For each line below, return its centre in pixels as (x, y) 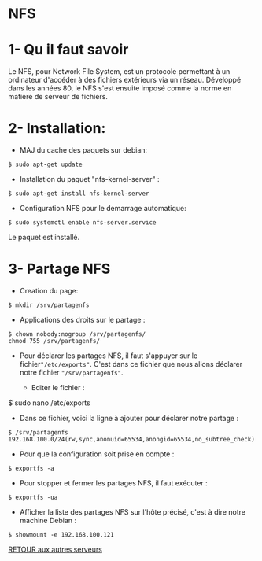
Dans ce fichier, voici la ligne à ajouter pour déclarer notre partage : (129, 418)
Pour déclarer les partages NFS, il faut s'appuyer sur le (109, 356)
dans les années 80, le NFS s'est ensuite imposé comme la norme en (120, 88)
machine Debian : (48, 520)
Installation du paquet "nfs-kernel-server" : (89, 179)
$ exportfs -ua (33, 497)
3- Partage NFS (59, 269)
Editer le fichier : (58, 388)
